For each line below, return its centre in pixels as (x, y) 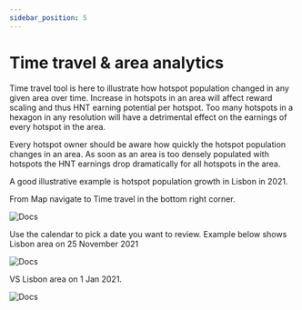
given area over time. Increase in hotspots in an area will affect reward (141, 97)
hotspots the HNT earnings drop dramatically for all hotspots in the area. (145, 164)
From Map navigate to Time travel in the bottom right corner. (122, 199)
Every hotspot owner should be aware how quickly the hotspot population (148, 144)
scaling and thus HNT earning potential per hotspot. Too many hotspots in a (151, 107)
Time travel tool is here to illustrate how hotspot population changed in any (149, 88)
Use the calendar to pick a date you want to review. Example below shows (148, 234)
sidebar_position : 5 (49, 18)
